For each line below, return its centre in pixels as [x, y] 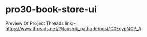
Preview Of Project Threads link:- [41, 23]
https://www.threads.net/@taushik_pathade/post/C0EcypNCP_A [73, 28]
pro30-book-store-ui [51, 9]
